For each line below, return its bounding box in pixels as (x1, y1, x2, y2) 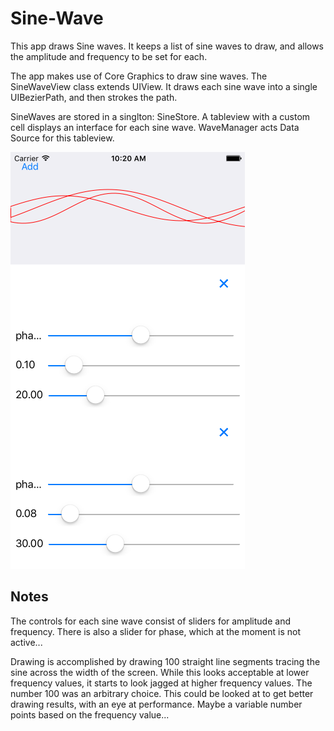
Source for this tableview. (10, 132, 115, 144)
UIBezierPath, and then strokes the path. (10, 91, 178, 103)
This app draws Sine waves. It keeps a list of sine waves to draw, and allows (10, 40, 325, 52)
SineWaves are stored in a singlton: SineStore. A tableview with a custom (10, 110, 311, 122)
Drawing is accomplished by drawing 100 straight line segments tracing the (10, 655, 321, 667)
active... (10, 636, 43, 648)
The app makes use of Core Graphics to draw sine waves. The (10, 70, 268, 82)
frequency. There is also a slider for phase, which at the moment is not (10, 625, 301, 637)
